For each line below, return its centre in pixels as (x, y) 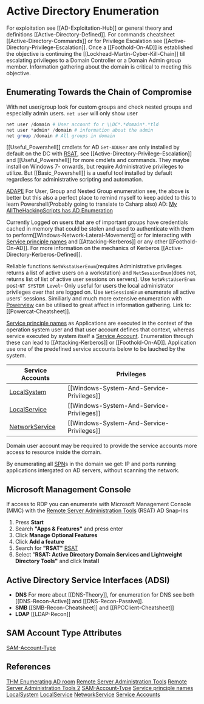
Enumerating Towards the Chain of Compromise (99, 92)
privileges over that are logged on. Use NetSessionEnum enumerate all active (101, 292)
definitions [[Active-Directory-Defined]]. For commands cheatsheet (90, 34)
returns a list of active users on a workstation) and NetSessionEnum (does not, (102, 273)
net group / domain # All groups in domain (61, 136)
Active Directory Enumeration (83, 11)
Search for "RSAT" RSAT (46, 548)
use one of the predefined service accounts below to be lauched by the (96, 349)
